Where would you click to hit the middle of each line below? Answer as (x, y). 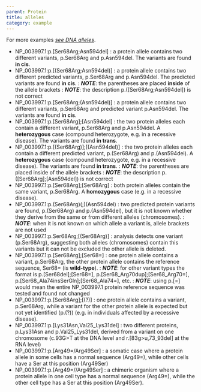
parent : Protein (26, 12)
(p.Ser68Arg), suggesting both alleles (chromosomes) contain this (97, 243)
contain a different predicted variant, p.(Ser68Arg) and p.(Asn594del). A (104, 153)
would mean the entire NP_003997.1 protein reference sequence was (100, 287)
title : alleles (25, 17)
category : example (29, 23)
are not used (31, 230)
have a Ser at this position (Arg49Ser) (61, 364)
